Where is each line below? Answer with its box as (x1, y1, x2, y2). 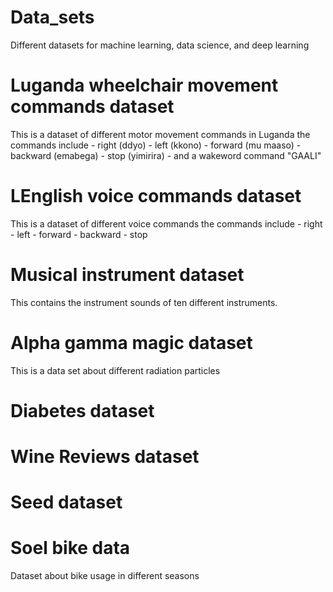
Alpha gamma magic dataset (10, 331, 253, 354)
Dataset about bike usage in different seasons (10, 570, 200, 582)
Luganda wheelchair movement (10, 74, 279, 97)
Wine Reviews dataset (10, 446, 200, 468)
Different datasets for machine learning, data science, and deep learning (10, 39, 310, 51)
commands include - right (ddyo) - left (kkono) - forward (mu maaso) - (10, 139, 302, 151)
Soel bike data (10, 537, 131, 560)
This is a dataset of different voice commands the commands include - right (10, 217, 323, 230)
